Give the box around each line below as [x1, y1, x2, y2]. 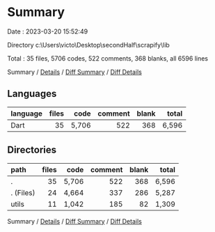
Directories [7, 144, 57, 156]
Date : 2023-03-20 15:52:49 [7, 27, 88, 36]
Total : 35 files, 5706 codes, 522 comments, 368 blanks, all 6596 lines [7, 54, 209, 63]
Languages [7, 88, 57, 100]
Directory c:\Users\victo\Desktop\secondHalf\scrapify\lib [7, 40, 170, 49]
